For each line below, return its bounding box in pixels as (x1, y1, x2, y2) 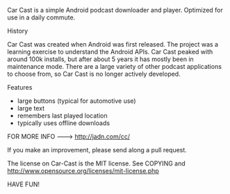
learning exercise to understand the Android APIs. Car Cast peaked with (7, 48, 213, 56)
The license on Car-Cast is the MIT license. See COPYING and (7, 159, 186, 168)
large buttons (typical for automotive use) (17, 97, 137, 105)
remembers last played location (17, 111, 108, 120)
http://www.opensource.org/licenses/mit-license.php (7, 167, 160, 175)
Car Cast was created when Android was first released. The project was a (7, 40, 219, 48)
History (7, 27, 28, 35)
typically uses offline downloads (17, 119, 110, 127)
